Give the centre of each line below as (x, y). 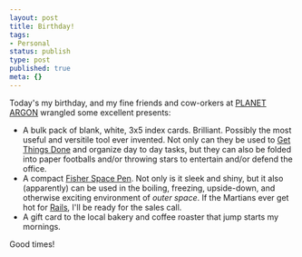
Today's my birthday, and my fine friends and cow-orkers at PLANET (138, 103)
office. (34, 168)
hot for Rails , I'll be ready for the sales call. (102, 207)
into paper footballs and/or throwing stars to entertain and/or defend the (157, 159)
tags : (19, 35)
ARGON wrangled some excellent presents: (90, 112)
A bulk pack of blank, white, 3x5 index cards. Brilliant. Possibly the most (157, 130)
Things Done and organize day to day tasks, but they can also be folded (157, 149)
